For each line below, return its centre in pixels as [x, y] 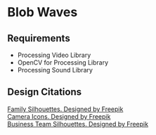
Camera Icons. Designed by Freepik [59, 116]
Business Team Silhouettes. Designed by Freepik [78, 124]
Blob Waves [43, 12]
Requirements [39, 38]
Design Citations [45, 92]
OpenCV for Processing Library [63, 63]
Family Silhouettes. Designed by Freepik [65, 109]
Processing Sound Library [55, 70]
